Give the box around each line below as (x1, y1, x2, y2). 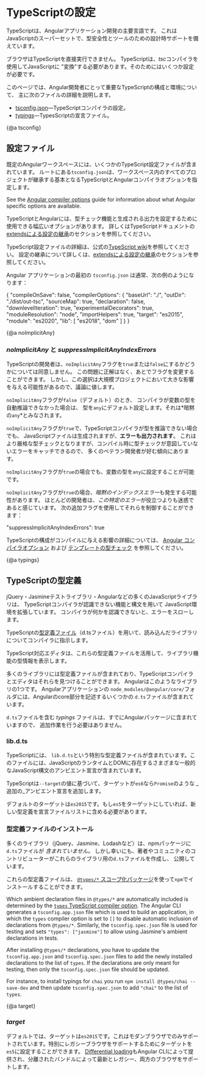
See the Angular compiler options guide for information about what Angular (6, 196, 196, 203)
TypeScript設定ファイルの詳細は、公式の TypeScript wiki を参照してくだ (6, 243, 185, 251)
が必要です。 (6, 70, 38, 78)
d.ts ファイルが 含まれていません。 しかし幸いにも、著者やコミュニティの (6, 847, 191, 855)
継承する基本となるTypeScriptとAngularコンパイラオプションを (32, 175, 192, 183)
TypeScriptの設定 (6, 5, 96, 20)
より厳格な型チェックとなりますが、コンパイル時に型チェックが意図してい (6, 440, 193, 447)
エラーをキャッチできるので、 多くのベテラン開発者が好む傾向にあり (11, 447, 184, 455)
